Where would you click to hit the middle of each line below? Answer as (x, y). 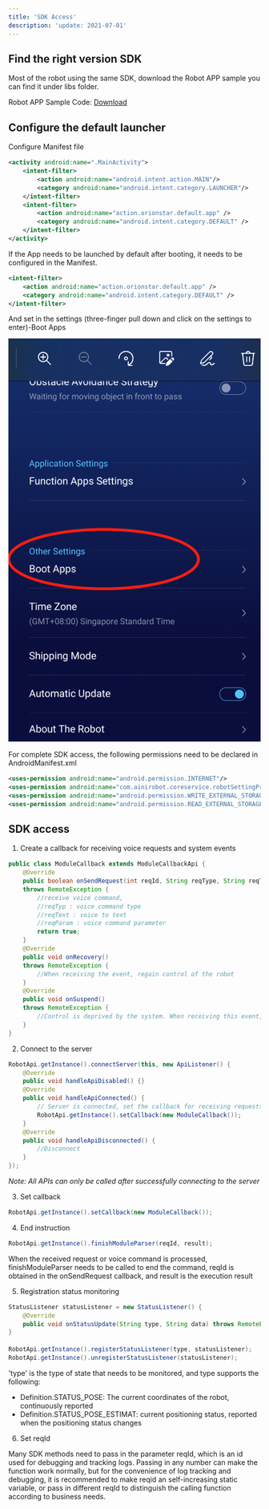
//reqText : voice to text (82, 915)
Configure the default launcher (87, 127)
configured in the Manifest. (53, 262)
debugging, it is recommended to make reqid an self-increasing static (123, 1479)
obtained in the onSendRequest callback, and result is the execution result (131, 1276)
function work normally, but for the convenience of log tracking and (120, 1470)
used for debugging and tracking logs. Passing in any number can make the (133, 1462)
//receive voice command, (80, 898)
